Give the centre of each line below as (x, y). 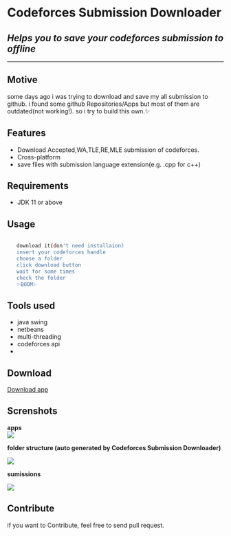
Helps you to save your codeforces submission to (115, 38)
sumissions (24, 474)
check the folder (41, 278)
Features (26, 133)
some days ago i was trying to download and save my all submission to (108, 96)
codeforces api (38, 344)
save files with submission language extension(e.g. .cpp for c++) (109, 164)
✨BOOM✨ (27, 284)
